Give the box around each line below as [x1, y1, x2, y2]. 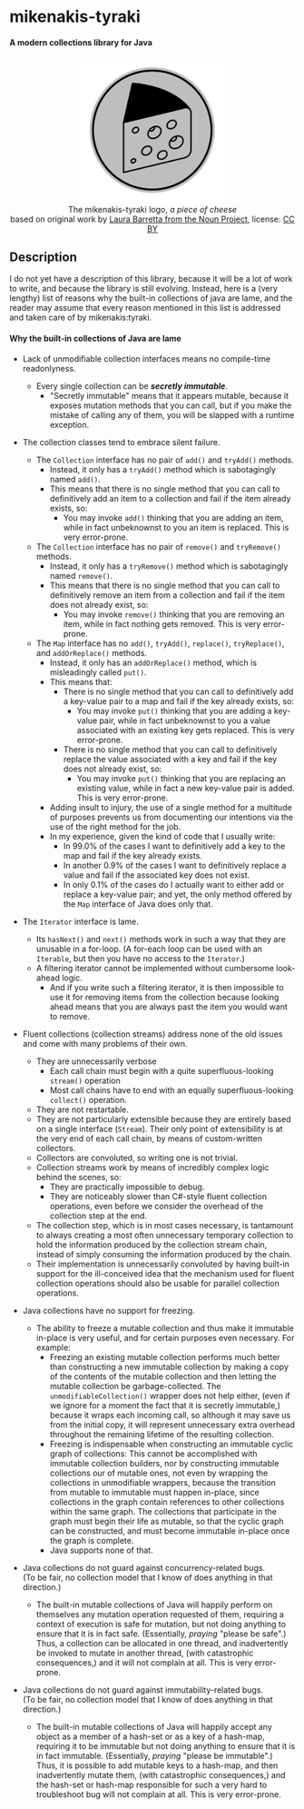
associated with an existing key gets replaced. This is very [76, 724, 295, 735]
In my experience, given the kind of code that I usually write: [49, 830, 276, 841]
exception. [49, 419, 89, 430]
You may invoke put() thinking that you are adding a [76, 705, 272, 716]
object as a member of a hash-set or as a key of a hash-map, [35, 1731, 265, 1742]
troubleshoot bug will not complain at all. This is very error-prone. [35, 1788, 281, 1800]
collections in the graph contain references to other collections [49, 1496, 285, 1507]
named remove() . [49, 570, 113, 581]
